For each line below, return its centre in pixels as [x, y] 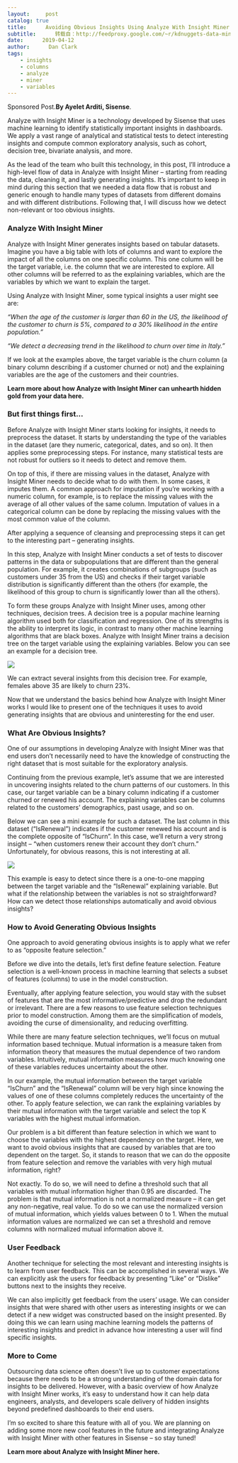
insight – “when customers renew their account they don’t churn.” [103, 844]
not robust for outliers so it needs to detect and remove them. [97, 460]
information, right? [34, 1170]
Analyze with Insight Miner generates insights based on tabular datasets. [114, 244]
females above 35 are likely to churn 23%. [69, 685]
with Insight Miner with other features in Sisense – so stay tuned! [102, 1438]
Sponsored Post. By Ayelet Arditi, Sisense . [69, 107]
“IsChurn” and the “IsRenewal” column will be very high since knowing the [116, 1088]
